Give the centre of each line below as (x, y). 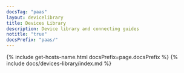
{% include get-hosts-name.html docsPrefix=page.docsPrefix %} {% (92, 57)
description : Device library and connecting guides (73, 29)
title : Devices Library (36, 23)
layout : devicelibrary (35, 17)
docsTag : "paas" (27, 12)
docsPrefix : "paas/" (32, 40)
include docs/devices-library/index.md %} (59, 63)
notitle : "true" (27, 34)
